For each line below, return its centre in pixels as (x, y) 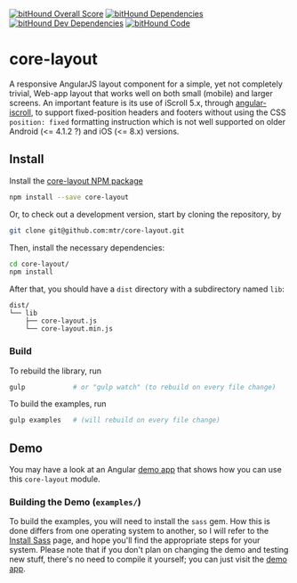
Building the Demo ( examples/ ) (75, 502)
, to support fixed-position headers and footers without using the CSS (158, 112)
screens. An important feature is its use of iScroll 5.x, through (121, 103)
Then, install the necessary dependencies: (87, 247)
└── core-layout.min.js (69, 329)
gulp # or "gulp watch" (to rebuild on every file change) (143, 387)
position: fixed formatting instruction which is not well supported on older (148, 121)
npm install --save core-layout (69, 197)
